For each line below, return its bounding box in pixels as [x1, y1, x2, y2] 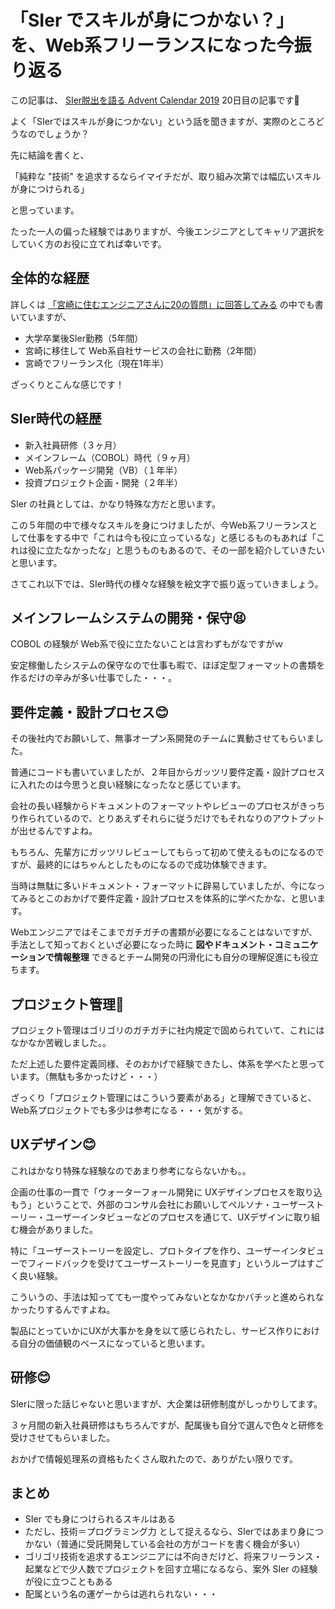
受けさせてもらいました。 [10, 1431, 116, 1443]
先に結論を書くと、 [10, 149, 90, 161]
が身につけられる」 [10, 182, 90, 195]
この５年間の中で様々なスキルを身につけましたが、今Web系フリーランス [10, 519, 310, 531]
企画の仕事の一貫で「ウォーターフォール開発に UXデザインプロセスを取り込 [10, 1186, 323, 1198]
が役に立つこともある [24, 1576, 113, 1588]
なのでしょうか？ [18, 127, 90, 140]
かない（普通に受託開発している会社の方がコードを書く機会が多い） [24, 1538, 306, 1550]
